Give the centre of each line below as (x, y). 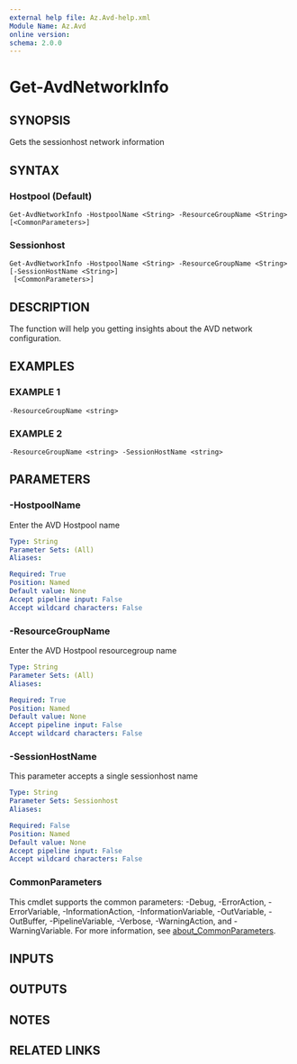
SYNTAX (35, 171)
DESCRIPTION (49, 307)
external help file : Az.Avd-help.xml (80, 18)
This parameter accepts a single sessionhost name (103, 776)
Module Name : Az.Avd (48, 26)
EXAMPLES (42, 367)
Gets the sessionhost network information (87, 142)
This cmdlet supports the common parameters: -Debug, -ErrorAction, (138, 902)
